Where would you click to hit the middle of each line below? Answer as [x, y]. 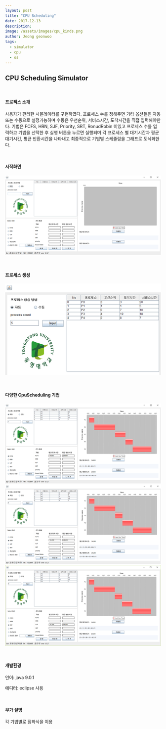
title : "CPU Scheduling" [31, 16]
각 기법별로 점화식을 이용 [29, 722]
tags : [11, 42]
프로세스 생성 [18, 275]
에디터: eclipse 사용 [24, 688]
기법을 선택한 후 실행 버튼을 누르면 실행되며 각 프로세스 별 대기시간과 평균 [89, 132]
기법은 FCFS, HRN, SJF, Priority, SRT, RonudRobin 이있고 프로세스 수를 [82, 126]
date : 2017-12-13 [23, 21]
